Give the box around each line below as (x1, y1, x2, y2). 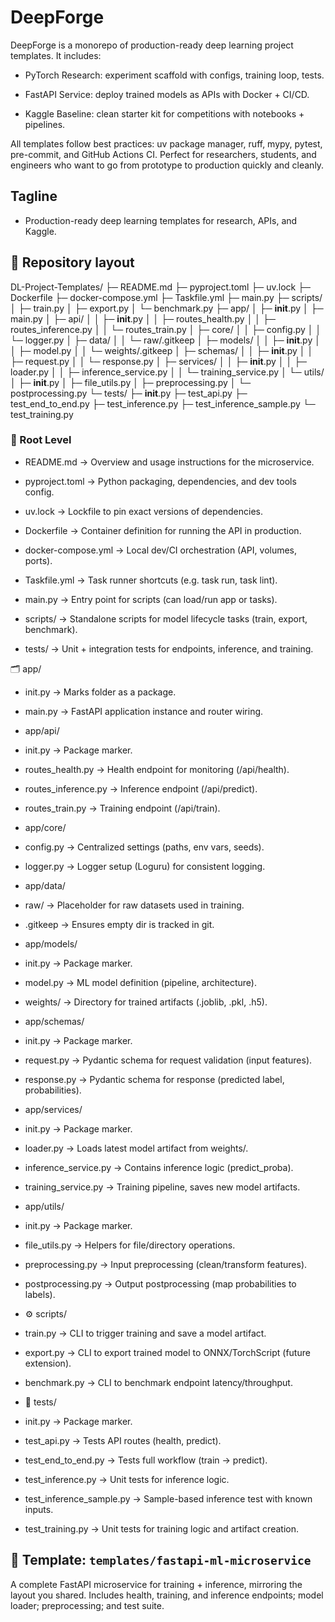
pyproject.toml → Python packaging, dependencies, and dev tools (24, 475, 297, 487)
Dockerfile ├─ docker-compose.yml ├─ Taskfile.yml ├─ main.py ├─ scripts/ (10, 291, 323, 303)
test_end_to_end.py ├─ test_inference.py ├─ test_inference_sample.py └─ (10, 397, 316, 410)
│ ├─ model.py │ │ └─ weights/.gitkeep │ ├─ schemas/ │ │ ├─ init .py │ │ (10, 344, 314, 356)
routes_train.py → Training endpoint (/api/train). (24, 802, 221, 814)
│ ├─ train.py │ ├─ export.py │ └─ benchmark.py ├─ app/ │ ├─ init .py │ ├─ (10, 302, 324, 314)
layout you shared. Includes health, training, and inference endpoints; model (10, 1589, 324, 1601)
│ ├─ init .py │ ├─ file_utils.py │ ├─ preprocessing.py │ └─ (10, 376, 252, 388)
